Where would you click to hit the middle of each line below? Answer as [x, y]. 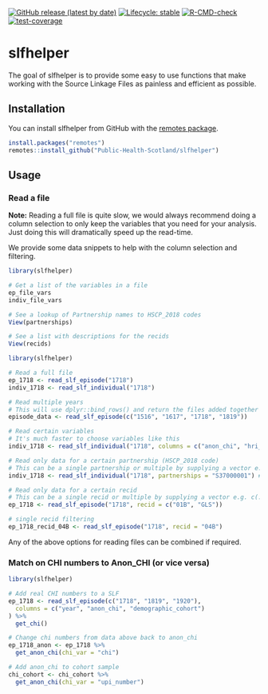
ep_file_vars [30, 293]
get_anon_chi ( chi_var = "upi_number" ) [80, 682]
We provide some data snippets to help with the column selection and [123, 248]
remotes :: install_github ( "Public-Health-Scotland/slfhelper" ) [114, 150]
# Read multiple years [46, 402]
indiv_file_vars [35, 300]
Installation [37, 109]
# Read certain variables [51, 432]
